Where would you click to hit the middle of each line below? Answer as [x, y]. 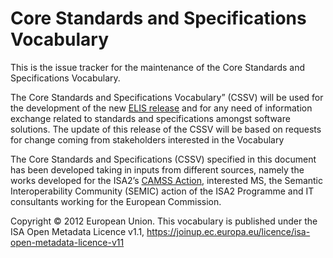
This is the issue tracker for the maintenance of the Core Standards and [158, 67]
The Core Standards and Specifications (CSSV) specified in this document [163, 159]
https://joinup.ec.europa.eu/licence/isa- [228, 231]
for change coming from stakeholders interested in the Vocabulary [147, 139]
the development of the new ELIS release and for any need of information [161, 108]
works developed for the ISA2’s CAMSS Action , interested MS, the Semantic [167, 180]
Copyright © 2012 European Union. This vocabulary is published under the [164, 221]
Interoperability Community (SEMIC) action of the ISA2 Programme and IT [162, 191]
